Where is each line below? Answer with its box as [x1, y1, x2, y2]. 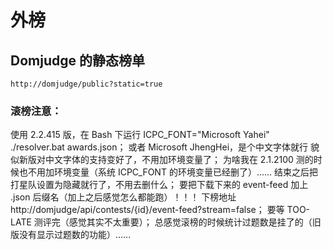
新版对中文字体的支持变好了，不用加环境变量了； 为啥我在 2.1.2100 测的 [18, 154, 314, 166]
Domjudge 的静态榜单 [10, 52, 145, 69]
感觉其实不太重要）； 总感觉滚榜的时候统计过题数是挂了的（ [68, 216, 313, 228]
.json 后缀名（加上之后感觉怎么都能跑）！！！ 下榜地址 [10, 191, 237, 203]
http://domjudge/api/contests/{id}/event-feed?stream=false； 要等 [10, 204, 285, 216]
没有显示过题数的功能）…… [18, 229, 132, 241]
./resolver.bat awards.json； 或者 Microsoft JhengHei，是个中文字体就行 [10, 141, 309, 153]
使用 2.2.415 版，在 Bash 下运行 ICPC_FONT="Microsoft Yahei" [10, 129, 270, 141]
